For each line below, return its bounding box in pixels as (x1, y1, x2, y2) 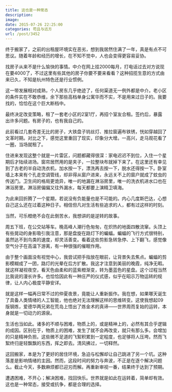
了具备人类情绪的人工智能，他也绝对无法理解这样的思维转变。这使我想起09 (5, 297, 164, 303)
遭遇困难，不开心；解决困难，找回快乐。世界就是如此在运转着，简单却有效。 (5, 375, 167, 381)
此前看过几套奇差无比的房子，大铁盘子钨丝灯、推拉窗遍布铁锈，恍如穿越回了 (5, 129, 167, 134)
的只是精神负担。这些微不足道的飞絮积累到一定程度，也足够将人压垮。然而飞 (5, 334, 167, 340)
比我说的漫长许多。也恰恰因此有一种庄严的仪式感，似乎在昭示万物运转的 (5, 273, 158, 279)
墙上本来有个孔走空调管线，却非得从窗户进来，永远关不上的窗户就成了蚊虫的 (5, 172, 167, 177)
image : (5, 17, 19, 22)
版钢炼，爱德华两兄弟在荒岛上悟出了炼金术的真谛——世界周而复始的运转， (5, 304, 162, 309)
